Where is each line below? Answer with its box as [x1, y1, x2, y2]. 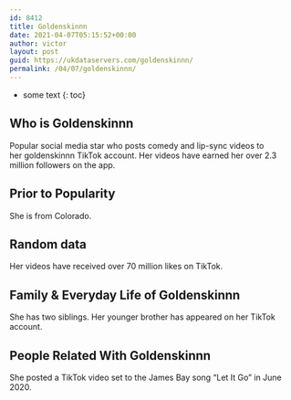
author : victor [9, 38, 68, 48]
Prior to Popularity [9, 186, 116, 202]
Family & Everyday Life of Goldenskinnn [9, 287, 241, 302]
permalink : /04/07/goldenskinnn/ [9, 65, 137, 74]
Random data [9, 237, 87, 252]
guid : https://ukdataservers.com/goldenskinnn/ [9, 56, 194, 65]
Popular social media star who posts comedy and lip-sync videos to [9, 140, 265, 151]
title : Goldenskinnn [9, 22, 88, 31]
